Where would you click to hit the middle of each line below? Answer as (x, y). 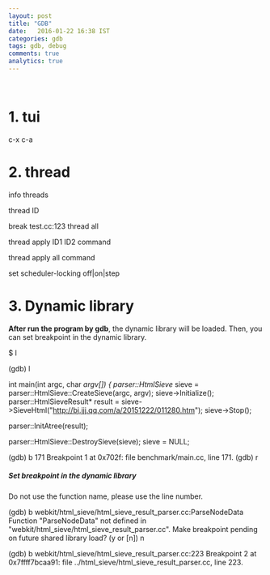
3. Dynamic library (72, 306)
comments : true (34, 54)
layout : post (30, 16)
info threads (28, 195)
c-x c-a (21, 139)
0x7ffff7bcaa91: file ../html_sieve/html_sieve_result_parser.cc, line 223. (126, 562)
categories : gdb (36, 39)
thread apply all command (52, 257)
